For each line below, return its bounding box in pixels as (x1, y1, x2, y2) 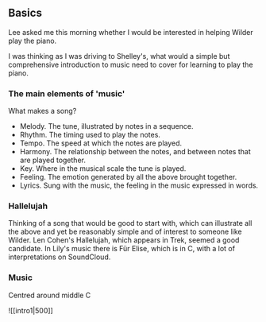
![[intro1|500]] (8, 305, 53, 315)
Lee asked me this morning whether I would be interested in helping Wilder (8, 27, 254, 37)
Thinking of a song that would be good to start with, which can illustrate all (8, 219, 253, 228)
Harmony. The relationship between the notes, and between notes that (19, 147, 252, 157)
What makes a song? (8, 107, 77, 116)
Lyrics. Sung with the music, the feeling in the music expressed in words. (19, 180, 259, 190)
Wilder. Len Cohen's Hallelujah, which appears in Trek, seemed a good (8, 235, 240, 245)
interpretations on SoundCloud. (8, 252, 111, 262)
